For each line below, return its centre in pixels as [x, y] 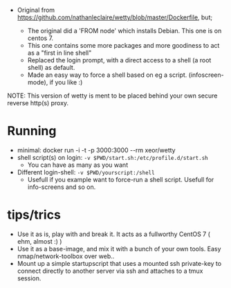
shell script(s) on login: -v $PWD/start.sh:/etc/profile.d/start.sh [113, 157]
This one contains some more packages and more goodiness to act [123, 45]
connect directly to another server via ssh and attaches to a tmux [110, 271]
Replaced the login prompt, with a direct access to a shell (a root [119, 60]
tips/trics [34, 215]
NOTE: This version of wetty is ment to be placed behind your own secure [112, 96]
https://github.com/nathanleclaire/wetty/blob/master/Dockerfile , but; [115, 17]
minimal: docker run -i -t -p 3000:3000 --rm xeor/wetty [96, 150]
